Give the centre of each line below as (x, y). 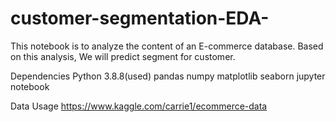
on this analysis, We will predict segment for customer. (123, 56)
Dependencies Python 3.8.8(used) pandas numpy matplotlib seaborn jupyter (168, 76)
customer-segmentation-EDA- (140, 18)
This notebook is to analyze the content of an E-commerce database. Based (167, 46)
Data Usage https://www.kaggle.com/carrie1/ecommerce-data (139, 106)
